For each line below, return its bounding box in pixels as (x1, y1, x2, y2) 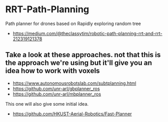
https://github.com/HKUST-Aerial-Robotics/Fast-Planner (12, 111, 132, 117)
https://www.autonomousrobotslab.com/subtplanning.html (12, 80, 137, 86)
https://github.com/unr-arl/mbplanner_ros (12, 91, 101, 97)
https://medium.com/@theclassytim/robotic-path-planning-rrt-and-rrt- (12, 30, 163, 36)
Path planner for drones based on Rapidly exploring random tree (5, 20, 141, 27)
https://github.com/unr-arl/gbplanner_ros (12, 85, 100, 91)
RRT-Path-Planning (5, 4, 90, 15)
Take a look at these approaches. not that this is (5, 51, 161, 59)
